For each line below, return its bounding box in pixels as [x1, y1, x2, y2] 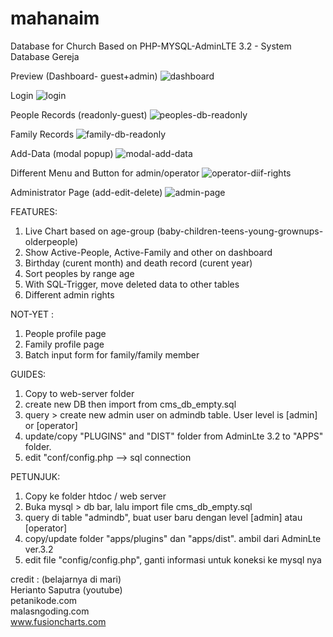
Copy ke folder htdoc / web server [24, 490, 167, 502]
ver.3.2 [24, 543, 54, 555]
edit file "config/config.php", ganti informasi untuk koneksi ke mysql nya [24, 553, 322, 566]
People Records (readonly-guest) [10, 108, 148, 121]
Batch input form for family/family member [24, 348, 200, 361]
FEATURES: [10, 205, 58, 217]
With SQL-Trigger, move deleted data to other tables [24, 278, 240, 290]
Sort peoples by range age [24, 267, 135, 279]
